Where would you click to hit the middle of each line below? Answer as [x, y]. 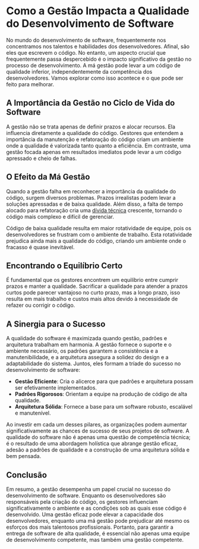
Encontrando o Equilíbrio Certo [64, 266]
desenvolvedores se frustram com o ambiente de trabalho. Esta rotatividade [99, 234]
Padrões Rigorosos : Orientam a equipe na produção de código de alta [101, 394]
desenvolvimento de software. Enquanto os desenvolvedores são [86, 495]
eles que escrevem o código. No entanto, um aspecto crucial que [86, 52]
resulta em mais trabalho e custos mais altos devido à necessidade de [92, 299]
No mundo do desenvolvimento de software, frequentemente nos [86, 40]
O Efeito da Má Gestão [48, 177]
